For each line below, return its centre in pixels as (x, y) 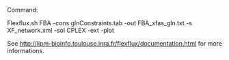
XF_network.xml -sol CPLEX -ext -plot (61, 30)
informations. (26, 51)
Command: (23, 10)
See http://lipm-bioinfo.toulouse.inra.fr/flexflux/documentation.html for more (114, 43)
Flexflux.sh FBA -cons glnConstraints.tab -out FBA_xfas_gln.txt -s (100, 23)
